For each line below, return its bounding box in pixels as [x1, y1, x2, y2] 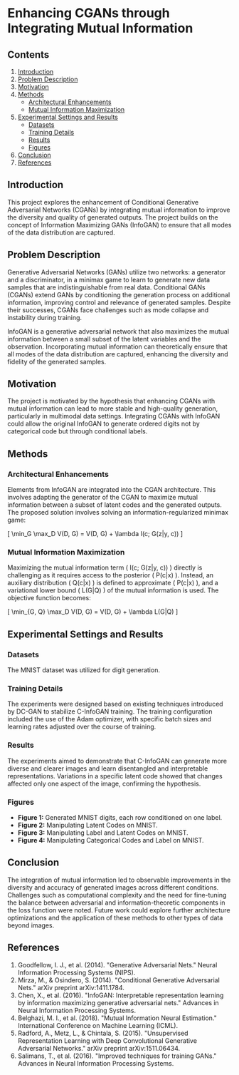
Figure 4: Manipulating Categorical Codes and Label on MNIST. [17, 836, 204, 844]
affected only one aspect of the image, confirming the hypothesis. [7, 779, 201, 788]
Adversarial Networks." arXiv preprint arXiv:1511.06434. [17, 1044, 181, 1052]
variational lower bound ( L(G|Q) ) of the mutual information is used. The [7, 586, 219, 595]
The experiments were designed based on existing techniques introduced [7, 700, 223, 709]
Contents [7, 48, 50, 61]
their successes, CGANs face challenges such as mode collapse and [7, 305, 209, 314]
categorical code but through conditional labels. [7, 427, 148, 436]
